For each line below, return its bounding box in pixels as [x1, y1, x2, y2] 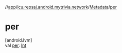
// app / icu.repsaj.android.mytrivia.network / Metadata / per [5, 4, 117, 10]
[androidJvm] [5, 37, 33, 43]
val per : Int [5, 42, 27, 48]
